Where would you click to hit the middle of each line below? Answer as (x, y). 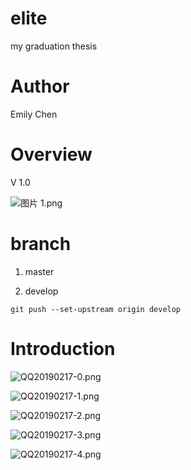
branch (41, 244)
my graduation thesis (54, 46)
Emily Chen (34, 114)
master (39, 271)
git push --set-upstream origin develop (96, 309)
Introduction (63, 348)
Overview (51, 154)
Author (40, 86)
